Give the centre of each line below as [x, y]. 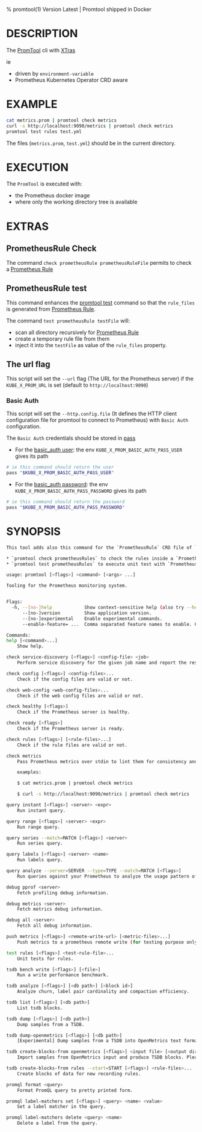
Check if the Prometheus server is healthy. [74, 712]
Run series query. [40, 843]
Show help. [31, 646]
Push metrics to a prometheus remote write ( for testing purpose [101, 942]
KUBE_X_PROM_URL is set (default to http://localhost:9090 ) [77, 385]
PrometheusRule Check [52, 249]
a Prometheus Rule [30, 269]
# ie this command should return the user [60, 467]
